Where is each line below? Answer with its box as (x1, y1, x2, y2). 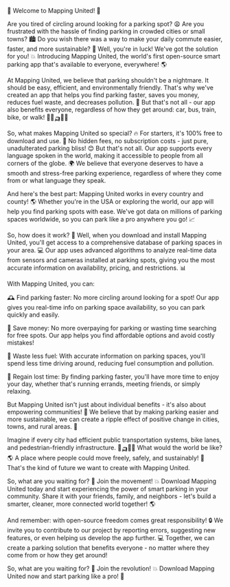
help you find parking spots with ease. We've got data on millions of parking (7, 207, 222, 215)
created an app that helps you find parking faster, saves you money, (7, 91, 200, 99)
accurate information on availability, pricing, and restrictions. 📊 (7, 264, 187, 272)
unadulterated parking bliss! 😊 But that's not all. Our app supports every (7, 145, 213, 152)
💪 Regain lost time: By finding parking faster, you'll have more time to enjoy (7, 372, 220, 381)
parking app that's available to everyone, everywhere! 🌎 (7, 61, 168, 68)
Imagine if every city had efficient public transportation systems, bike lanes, (7, 436, 222, 444)
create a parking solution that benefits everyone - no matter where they (7, 544, 209, 552)
